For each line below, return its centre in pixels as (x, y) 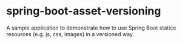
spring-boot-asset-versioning (84, 11)
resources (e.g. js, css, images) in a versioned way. (70, 34)
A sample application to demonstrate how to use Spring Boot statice (91, 28)
